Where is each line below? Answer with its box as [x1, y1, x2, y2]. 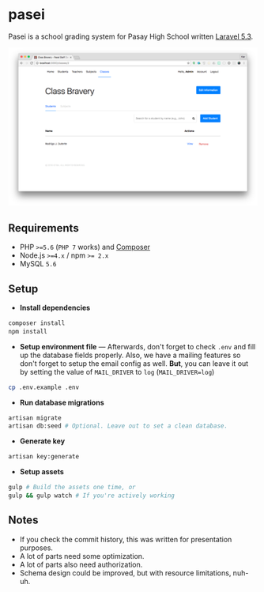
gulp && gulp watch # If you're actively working [8, 492, 175, 500]
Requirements [8, 221, 79, 235]
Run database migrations [19, 398, 104, 407]
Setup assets [19, 467, 65, 477]
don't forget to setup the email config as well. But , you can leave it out [19, 358, 249, 368]
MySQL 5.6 [19, 259, 57, 269]
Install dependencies [19, 303, 91, 312]
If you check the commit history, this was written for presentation [19, 534, 232, 544]
